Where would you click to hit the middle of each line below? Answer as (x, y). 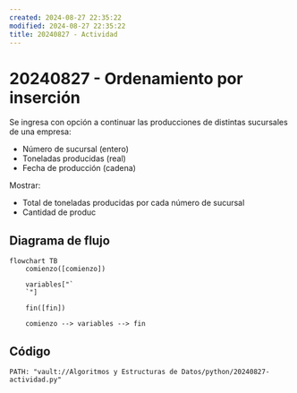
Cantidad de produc (59, 212)
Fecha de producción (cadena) (79, 168)
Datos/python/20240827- (225, 372)
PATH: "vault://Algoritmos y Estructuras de (93, 372)
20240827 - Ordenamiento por (126, 78)
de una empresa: (40, 132)
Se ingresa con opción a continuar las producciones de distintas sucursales (148, 123)
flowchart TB (34, 261)
